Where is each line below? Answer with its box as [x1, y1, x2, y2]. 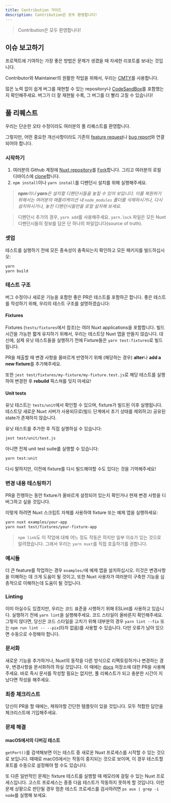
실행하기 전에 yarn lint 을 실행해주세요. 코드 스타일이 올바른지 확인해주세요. [12, 612, 163, 618]
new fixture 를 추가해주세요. [5, 360, 62, 367]
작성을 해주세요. [18, 676, 51, 683]
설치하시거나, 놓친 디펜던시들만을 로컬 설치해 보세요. [17, 203, 121, 209]
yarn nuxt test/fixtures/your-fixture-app [5, 524, 97, 530]
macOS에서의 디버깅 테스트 [5, 737, 60, 743]
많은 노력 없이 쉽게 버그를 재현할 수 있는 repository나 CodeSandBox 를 [5, 86, 146, 92]
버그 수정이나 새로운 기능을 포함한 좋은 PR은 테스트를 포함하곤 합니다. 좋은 [5, 294, 153, 300]
